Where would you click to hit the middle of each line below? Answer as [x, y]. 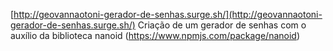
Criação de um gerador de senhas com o [222, 25]
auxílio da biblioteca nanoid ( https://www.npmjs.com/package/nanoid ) [155, 35]
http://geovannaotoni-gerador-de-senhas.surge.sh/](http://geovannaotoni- [168, 14]
